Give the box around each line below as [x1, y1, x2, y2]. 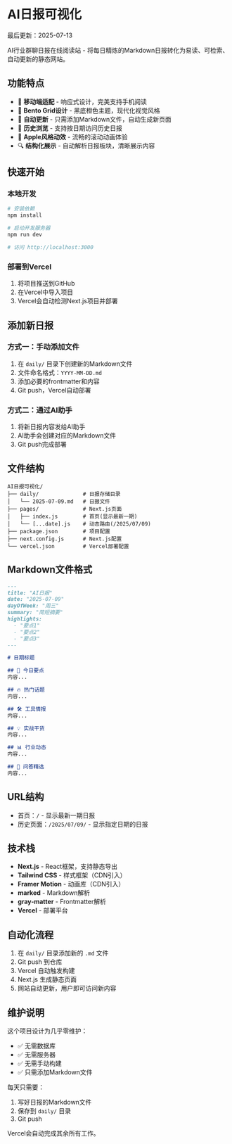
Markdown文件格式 [7, 564, 93, 576]
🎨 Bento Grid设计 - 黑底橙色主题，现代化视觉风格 [17, 106, 160, 115]
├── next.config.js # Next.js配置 [7, 535, 122, 542]
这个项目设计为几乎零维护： [7, 1027, 88, 1035]
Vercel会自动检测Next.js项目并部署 [17, 297, 118, 305]
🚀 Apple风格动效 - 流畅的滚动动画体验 [17, 132, 128, 141]
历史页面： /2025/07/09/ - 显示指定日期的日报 [17, 820, 149, 828]
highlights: [7, 616, 42, 623]
